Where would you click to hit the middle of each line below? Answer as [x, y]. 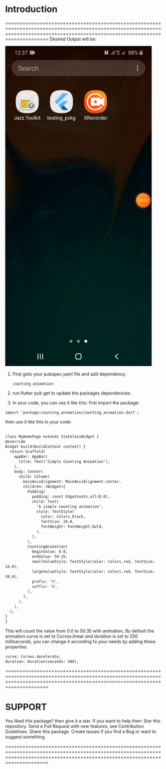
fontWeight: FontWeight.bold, [72, 526]
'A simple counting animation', [70, 506]
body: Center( [29, 471]
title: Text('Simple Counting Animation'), [64, 461]
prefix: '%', [45, 581]
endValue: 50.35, [50, 556]
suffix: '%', [45, 586]
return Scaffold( [28, 451]
